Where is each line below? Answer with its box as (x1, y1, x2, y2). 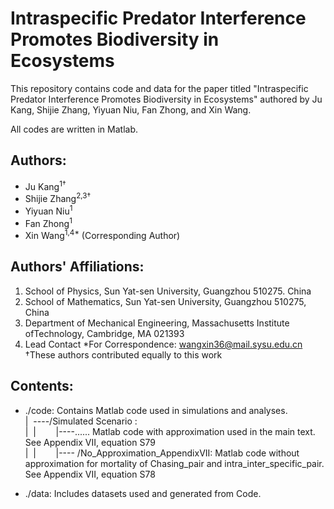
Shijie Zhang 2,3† (24, 191, 92, 205)
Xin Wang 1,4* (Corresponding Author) (24, 228, 181, 242)
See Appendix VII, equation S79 (24, 436, 156, 448)
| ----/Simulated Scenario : (24, 415, 138, 427)
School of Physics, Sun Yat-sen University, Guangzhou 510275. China (24, 285, 312, 297)
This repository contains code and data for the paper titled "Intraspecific (10, 82, 309, 94)
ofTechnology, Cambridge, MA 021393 (24, 327, 185, 339)
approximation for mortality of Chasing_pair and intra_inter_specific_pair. (24, 457, 325, 469)
